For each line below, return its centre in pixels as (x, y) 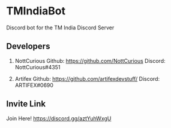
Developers (28, 46)
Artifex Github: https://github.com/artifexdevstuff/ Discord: (87, 78)
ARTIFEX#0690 (34, 85)
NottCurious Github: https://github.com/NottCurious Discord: (90, 60)
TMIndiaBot (36, 11)
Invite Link (26, 104)
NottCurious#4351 (37, 67)
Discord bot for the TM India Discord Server (60, 28)
